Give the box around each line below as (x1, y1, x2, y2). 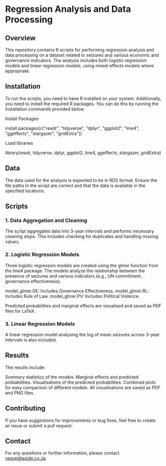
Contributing (5, 404, 46, 412)
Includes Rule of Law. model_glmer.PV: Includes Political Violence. (5, 293, 140, 299)
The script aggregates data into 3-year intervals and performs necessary (5, 228, 155, 234)
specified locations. (5, 187, 46, 194)
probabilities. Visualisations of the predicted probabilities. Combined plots (5, 379, 156, 385)
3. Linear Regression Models (5, 320, 75, 327)
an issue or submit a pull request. (5, 422, 73, 428)
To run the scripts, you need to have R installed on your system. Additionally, (5, 95, 162, 101)
